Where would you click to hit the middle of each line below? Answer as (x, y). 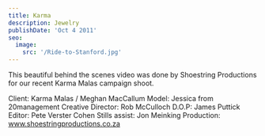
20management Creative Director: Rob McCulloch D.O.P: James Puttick (124, 107)
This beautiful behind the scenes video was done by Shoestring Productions (132, 75)
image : (26, 45)
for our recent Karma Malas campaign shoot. (81, 83)
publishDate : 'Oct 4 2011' (53, 30)
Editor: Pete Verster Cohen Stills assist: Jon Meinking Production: (114, 115)
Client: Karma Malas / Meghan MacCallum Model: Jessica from (111, 98)
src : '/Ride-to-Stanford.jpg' (72, 52)
